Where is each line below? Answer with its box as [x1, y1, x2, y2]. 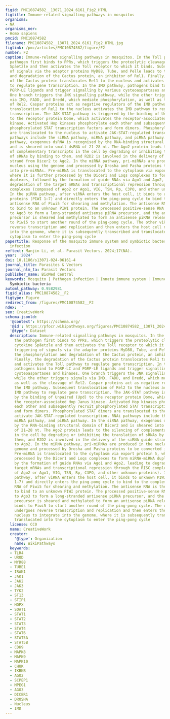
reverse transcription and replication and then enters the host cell [10, 224, 162, 230]
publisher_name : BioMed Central [5, 272, 73, 277]
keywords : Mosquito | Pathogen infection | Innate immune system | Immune [5, 276, 166, 282]
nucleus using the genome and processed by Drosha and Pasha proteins [10, 163, 162, 168]
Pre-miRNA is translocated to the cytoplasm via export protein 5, [14, 451, 159, 456]
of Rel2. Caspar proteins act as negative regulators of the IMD [10, 102, 151, 107]
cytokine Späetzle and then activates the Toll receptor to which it [14, 343, 164, 348]
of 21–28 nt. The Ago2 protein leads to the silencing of [14, 428, 139, 433]
